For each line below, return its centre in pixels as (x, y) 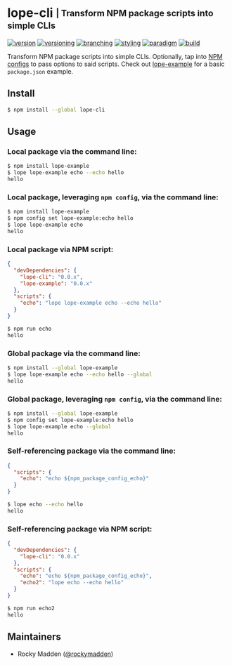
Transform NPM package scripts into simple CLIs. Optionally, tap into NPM (115, 56)
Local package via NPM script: (60, 249)
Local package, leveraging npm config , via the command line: (113, 197)
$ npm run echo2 (31, 608)
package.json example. (40, 71)
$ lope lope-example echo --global (59, 426)
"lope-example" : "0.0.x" (56, 283)
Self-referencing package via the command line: (91, 451)
